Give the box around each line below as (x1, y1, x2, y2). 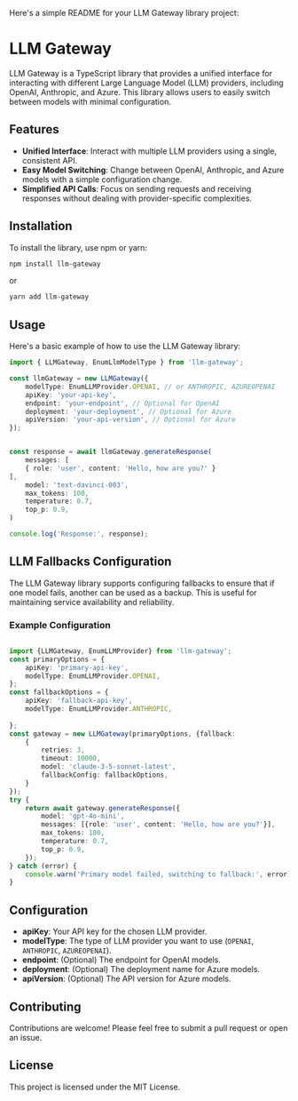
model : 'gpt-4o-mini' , (41, 812, 125, 821)
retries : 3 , (41, 746, 86, 754)
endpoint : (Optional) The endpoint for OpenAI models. (21, 954, 222, 965)
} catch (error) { (9, 861, 77, 870)
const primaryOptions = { (9, 655, 105, 664)
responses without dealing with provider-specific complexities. (21, 193, 253, 203)
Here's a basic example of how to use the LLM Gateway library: (9, 341, 241, 352)
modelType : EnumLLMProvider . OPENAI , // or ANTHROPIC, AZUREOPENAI (25, 382, 276, 391)
